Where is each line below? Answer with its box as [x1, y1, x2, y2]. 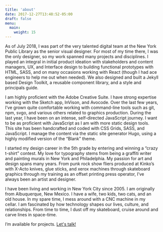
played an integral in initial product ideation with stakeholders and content [5, 59, 153, 64]
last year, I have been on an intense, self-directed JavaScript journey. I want [5, 115, 157, 121]
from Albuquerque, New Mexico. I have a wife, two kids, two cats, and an [5, 191, 152, 197]
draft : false [5, 16, 32, 21]
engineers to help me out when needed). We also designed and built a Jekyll [5, 74, 159, 80]
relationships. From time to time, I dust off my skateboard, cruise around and [5, 207, 159, 212]
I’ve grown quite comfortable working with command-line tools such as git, [5, 105, 155, 110]
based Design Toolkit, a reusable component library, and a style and [5, 80, 142, 85]
